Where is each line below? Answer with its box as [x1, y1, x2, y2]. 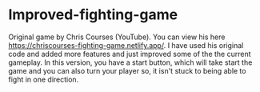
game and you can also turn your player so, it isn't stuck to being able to [8, 66, 246, 75]
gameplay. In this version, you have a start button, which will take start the [8, 58, 253, 67]
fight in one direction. [8, 74, 79, 84]
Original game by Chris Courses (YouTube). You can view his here [8, 32, 226, 42]
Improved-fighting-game [8, 6, 178, 24]
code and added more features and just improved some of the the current [8, 49, 251, 58]
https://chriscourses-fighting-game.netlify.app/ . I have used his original [8, 40, 244, 50]
